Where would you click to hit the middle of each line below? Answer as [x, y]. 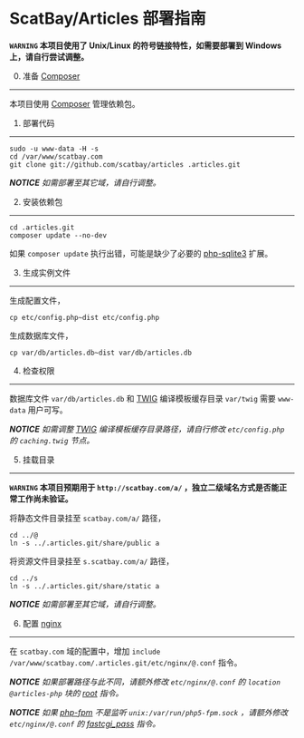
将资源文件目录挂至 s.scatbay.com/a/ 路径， [92, 561]
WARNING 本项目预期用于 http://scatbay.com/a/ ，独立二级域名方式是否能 [144, 487]
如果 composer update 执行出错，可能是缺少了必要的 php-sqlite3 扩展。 [141, 253]
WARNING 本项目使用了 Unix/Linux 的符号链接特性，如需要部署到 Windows [146, 45]
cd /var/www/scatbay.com [56, 156]
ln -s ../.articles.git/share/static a [85, 586]
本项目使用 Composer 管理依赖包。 [75, 103]
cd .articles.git [42, 228]
